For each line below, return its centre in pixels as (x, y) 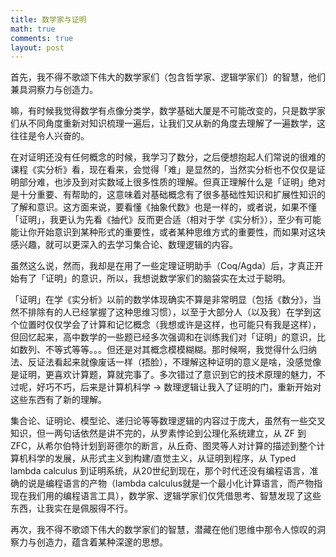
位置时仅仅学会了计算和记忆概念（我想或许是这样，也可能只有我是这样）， (170, 325)
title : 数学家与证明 (48, 19)
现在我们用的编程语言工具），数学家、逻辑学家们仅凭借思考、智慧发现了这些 (166, 496)
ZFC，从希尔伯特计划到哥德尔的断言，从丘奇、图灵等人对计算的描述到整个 (163, 446)
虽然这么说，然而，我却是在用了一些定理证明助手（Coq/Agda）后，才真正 (162, 266)
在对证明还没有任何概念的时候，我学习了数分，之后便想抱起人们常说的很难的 (168, 157)
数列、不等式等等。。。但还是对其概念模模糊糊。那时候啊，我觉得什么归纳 (167, 350)
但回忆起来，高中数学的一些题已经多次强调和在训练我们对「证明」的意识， (163, 337)
